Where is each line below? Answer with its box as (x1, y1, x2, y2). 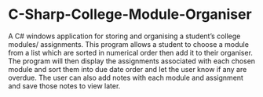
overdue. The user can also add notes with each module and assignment (8, 73, 243, 82)
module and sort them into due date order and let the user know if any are (8, 64, 247, 74)
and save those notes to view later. (8, 81, 121, 91)
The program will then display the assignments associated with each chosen (8, 56, 256, 66)
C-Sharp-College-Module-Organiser (8, 5, 253, 23)
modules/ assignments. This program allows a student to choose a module (8, 39, 250, 48)
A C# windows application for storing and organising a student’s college (8, 31, 241, 41)
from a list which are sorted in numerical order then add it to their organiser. (8, 48, 254, 57)
